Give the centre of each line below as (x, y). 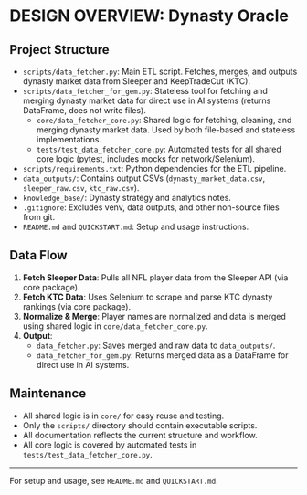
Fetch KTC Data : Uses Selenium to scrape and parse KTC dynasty (148, 297)
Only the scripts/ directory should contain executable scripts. (140, 425)
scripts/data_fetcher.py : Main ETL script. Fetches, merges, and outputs (160, 71)
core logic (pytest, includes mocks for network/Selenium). (146, 159)
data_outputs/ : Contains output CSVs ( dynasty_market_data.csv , (144, 178)
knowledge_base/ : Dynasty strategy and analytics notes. (127, 198)
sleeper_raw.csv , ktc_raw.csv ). (81, 188)
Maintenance (48, 394)
